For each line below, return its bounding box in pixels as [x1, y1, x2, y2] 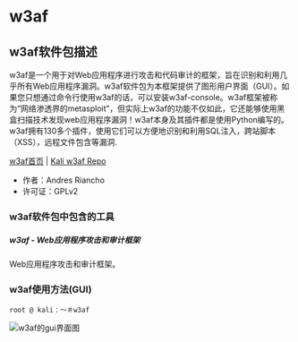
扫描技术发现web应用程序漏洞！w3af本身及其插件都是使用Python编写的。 [16, 115, 289, 124]
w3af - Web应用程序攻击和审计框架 [9, 235, 140, 245]
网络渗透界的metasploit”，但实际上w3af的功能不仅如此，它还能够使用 [21, 103, 277, 114]
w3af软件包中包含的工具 [9, 210, 115, 223]
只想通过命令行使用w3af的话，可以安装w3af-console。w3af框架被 [24, 92, 270, 102]
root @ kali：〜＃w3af [9, 306, 90, 315]
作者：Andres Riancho [21, 175, 106, 185]
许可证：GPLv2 [21, 186, 79, 196]
